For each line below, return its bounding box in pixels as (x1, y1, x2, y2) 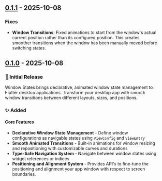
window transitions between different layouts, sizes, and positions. (5, 95, 138, 101)
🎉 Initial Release (5, 74, 44, 80)
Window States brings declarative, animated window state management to (5, 84, 153, 90)
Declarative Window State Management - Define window (12, 130, 128, 135)
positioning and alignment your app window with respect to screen (12, 166, 145, 172)
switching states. (12, 45, 46, 50)
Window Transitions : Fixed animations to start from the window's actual (12, 29, 157, 35)
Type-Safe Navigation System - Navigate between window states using (12, 150, 157, 156)
